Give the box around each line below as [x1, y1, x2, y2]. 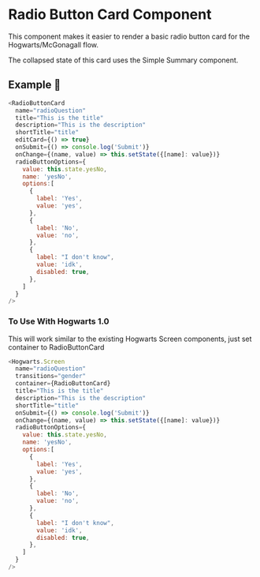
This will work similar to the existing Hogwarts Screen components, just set [8, 334, 252, 343]
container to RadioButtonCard [8, 342, 105, 352]
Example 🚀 [8, 78, 61, 92]
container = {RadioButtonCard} [15, 380, 111, 388]
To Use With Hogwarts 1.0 [8, 316, 110, 327]
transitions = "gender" [15, 373, 87, 380]
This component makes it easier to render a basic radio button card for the [8, 32, 251, 41]
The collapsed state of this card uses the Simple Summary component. [8, 55, 239, 65]
